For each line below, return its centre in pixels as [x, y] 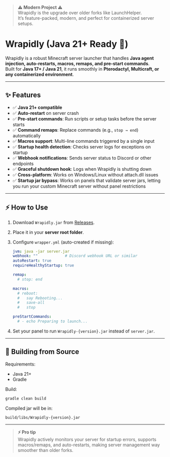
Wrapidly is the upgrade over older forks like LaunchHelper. [80, 13]
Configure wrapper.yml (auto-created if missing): [63, 242]
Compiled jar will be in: [29, 408]
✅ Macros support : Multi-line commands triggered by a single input [83, 141]
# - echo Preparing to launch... [53, 322]
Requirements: [20, 364]
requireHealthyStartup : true [43, 266]
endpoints [23, 163]
